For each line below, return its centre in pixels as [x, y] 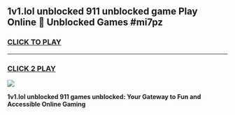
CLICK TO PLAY [34, 43]
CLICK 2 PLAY [31, 68]
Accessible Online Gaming [47, 104]
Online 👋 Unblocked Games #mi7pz [85, 23]
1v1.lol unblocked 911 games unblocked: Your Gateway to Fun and [104, 96]
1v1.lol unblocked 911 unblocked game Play [102, 11]
